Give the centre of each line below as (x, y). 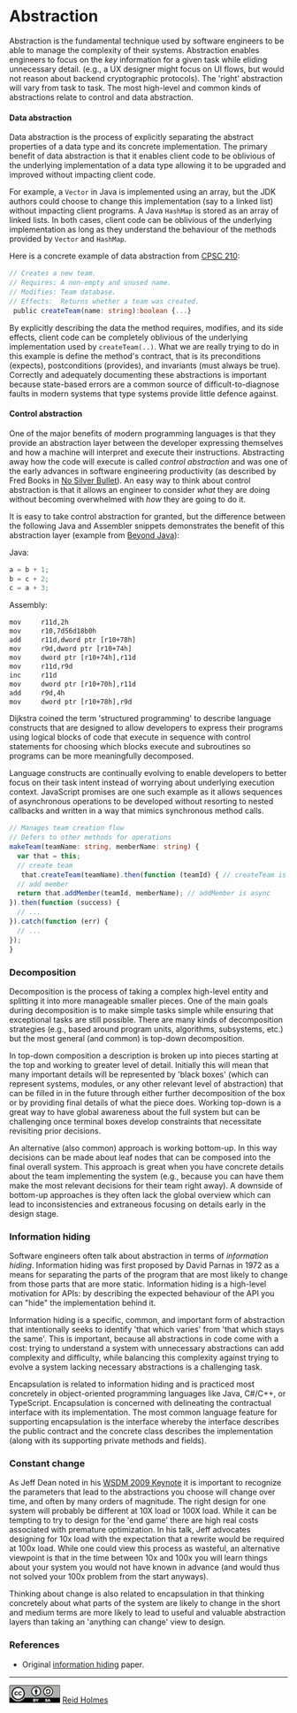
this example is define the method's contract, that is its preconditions (135, 356)
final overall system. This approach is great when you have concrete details (147, 1166)
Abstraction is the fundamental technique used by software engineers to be (147, 41)
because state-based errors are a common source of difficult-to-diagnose (145, 384)
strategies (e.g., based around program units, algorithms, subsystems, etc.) (146, 1029)
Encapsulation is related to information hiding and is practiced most (132, 1384)
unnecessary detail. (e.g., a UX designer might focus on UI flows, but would (147, 69)
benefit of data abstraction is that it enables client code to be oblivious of (142, 156)
